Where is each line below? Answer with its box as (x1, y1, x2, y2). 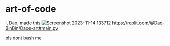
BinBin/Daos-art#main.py (5, 25, 59, 31)
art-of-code (5, 3, 56, 15)
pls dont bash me (5, 35, 42, 41)
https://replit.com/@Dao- (111, 20, 165, 26)
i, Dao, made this (5, 20, 41, 26)
